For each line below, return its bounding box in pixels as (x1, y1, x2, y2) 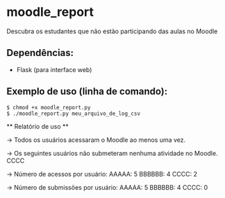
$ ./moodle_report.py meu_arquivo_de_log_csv (6, 110, 140, 117)
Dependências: (6, 47, 74, 59)
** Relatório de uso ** (6, 122, 69, 130)
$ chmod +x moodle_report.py (6, 104, 91, 111)
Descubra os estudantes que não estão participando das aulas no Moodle (6, 27, 218, 35)
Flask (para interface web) (16, 65, 92, 73)
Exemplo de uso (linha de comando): (6, 86, 168, 98)
